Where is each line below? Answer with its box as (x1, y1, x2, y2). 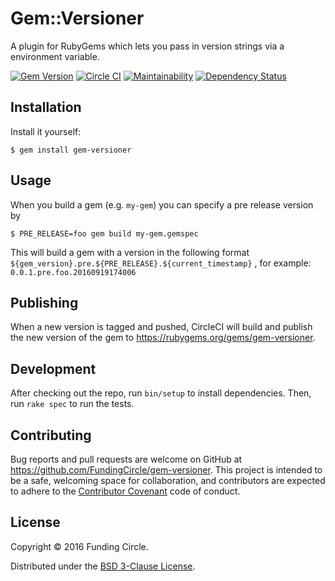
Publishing (10, 294, 79, 311)
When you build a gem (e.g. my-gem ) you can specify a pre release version (10, 198, 314, 211)
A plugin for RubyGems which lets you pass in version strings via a (10, 40, 285, 52)
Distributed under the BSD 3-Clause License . (10, 560, 196, 572)
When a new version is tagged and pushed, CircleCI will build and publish (10, 321, 313, 333)
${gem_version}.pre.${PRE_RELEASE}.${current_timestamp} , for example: (10, 257, 312, 269)
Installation (10, 99, 82, 116)
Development (10, 360, 97, 377)
